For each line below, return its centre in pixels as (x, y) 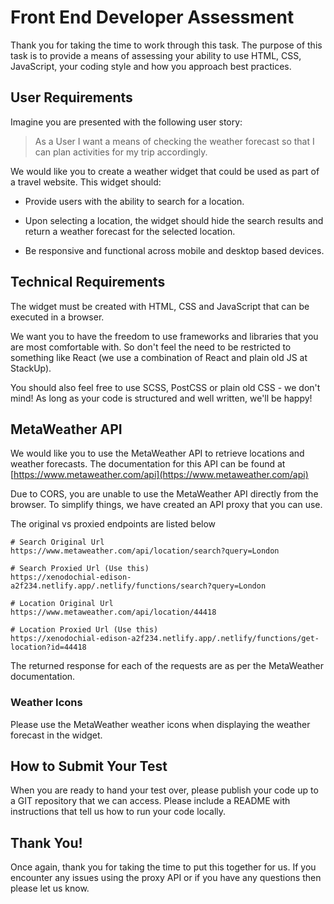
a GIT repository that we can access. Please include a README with (150, 801)
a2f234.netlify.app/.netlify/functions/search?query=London (138, 586)
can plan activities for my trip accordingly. (121, 152)
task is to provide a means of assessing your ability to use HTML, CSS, (156, 55)
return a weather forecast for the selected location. (130, 231)
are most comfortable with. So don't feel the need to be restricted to (151, 347)
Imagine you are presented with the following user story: (126, 122)
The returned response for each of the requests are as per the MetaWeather (167, 666)
